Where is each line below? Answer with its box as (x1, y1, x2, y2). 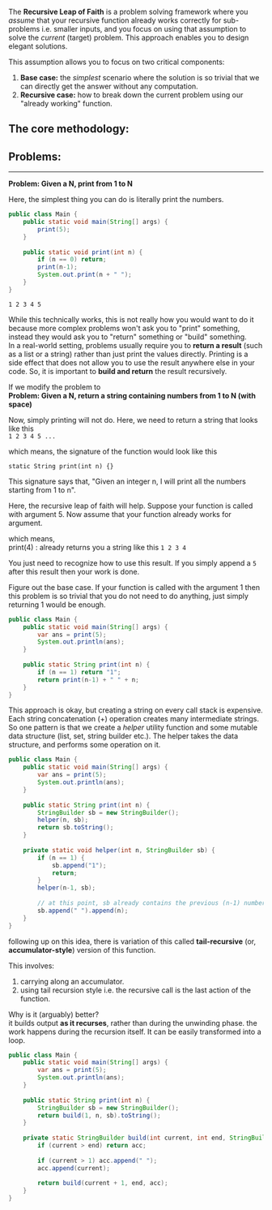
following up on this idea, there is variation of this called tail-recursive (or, (8, 937, 257, 946)
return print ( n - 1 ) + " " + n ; (37, 675, 139, 684)
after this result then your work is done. (8, 566, 140, 576)
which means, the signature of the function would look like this (8, 446, 218, 456)
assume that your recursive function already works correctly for (8, 15, 222, 25)
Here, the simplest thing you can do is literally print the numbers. (8, 195, 224, 205)
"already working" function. (19, 99, 113, 108)
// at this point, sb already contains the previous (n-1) (37, 899, 241, 907)
